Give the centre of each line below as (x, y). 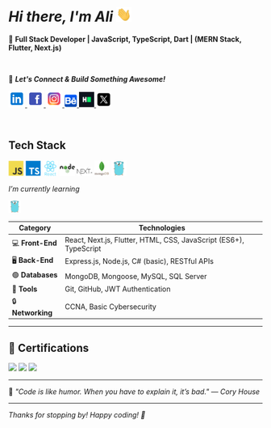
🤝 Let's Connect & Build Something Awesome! (87, 79)
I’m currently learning (44, 189)
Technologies (162, 228)
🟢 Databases (35, 275)
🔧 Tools (25, 289)
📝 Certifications (49, 347)
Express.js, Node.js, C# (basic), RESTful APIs (139, 261)
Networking (32, 312)
